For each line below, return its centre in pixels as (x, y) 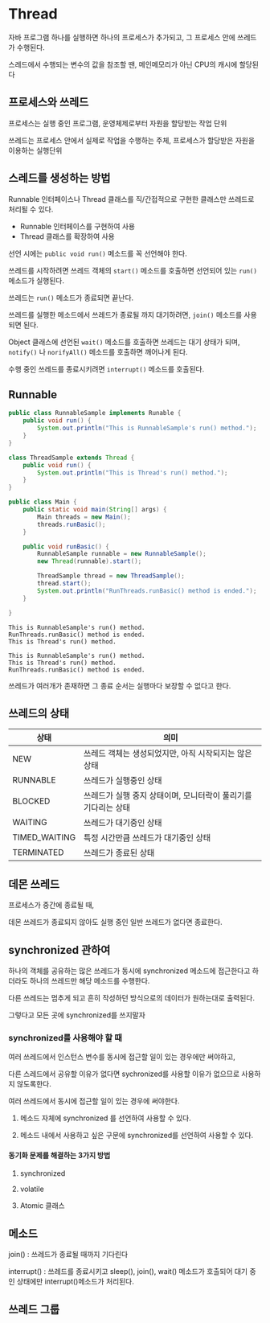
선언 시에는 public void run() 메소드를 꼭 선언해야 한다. (98, 253)
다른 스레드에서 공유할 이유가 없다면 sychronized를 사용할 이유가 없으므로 (124, 1074)
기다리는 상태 (107, 807)
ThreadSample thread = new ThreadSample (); (111, 576)
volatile (32, 1189)
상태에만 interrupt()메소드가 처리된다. (75, 1282)
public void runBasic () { (66, 546)
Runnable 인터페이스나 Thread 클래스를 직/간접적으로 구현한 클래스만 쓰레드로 (131, 199)
